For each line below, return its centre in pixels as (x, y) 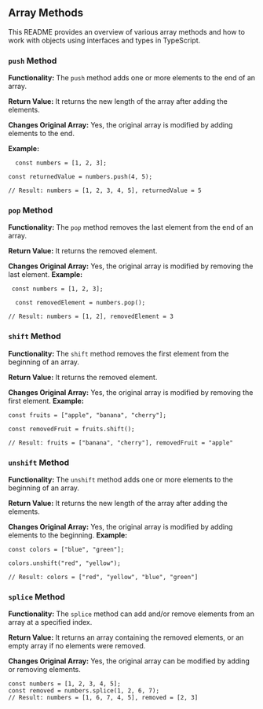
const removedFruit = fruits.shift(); (71, 429)
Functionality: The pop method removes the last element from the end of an (131, 227)
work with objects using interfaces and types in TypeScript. (104, 40)
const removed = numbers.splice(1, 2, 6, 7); (84, 691)
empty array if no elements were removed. (77, 646)
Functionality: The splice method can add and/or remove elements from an (131, 614)
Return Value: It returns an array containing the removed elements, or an (126, 637)
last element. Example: (46, 275)
